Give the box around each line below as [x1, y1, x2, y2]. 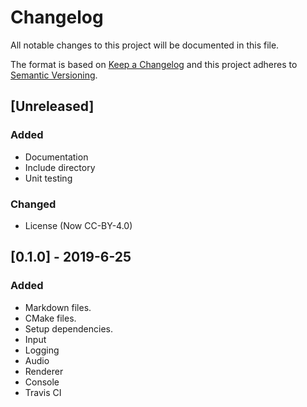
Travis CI [24, 386, 62, 398]
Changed [10, 197, 57, 211]
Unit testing [24, 172, 73, 184]
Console [24, 376, 60, 388]
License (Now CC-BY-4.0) [24, 219, 133, 231]
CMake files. [24, 312, 77, 324]
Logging [24, 344, 60, 356]
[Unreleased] [10, 98, 95, 115]
